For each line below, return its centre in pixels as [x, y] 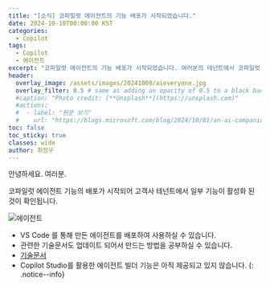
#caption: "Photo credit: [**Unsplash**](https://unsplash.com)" [127, 98]
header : [21, 76]
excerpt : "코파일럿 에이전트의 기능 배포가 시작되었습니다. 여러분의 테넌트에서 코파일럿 [134, 68]
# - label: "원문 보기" [54, 113]
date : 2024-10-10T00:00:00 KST [61, 23]
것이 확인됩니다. [33, 201]
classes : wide [32, 143]
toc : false [27, 128]
